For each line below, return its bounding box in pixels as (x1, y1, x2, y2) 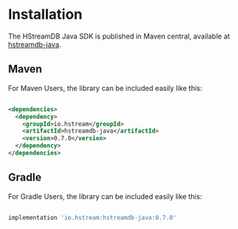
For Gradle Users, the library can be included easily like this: (8, 191, 202, 201)
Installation (8, 5, 83, 24)
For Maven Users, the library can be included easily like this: (8, 83, 203, 93)
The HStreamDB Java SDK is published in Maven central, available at (8, 31, 230, 41)
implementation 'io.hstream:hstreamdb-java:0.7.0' (8, 213, 177, 221)
